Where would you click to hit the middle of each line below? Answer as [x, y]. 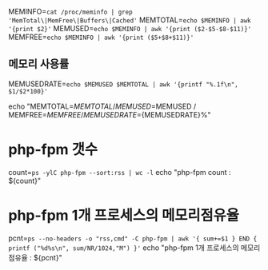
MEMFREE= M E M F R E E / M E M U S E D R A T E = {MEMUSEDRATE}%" [110, 114]
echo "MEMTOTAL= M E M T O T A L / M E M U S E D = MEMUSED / [102, 106]
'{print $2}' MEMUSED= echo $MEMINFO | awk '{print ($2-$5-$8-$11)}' [130, 28]
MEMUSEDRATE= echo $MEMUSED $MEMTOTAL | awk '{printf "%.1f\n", [123, 84]
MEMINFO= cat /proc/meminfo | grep [71, 12]
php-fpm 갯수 [53, 149]
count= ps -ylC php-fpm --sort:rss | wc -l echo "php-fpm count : [120, 172]
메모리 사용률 [39, 64]
